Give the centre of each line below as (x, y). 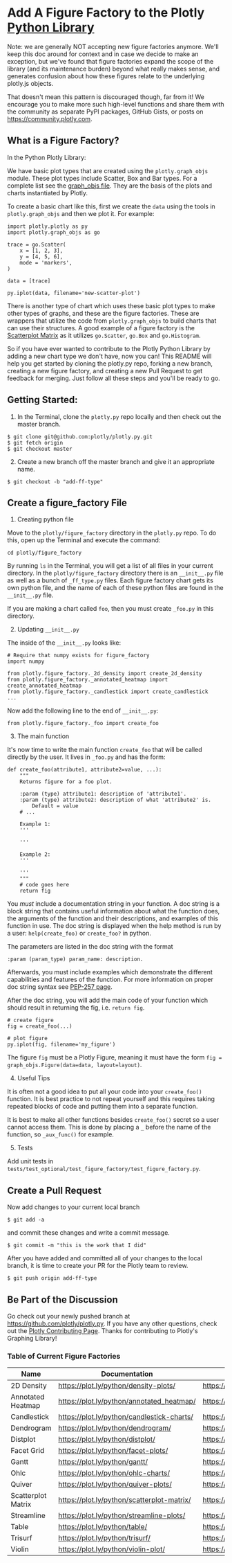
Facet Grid (28, 1451)
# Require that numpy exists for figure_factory (78, 656)
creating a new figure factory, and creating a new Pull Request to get (105, 370)
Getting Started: (42, 400)
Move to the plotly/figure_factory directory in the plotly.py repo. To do (112, 533)
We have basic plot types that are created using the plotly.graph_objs (108, 170)
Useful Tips (33, 1078)
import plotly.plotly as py (48, 226)
